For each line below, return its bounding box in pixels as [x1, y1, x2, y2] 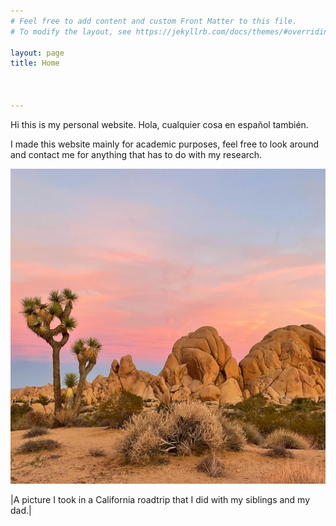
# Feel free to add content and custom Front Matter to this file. [10, 16, 298, 26]
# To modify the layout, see [10, 26, 132, 37]
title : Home [10, 58, 60, 69]
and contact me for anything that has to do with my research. [10, 148, 263, 160]
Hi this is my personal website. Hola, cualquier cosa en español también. [10, 118, 309, 130]
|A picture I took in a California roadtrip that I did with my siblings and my [10, 493, 311, 505]
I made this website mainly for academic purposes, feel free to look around [10, 138, 320, 150]
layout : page [10, 48, 65, 58]
